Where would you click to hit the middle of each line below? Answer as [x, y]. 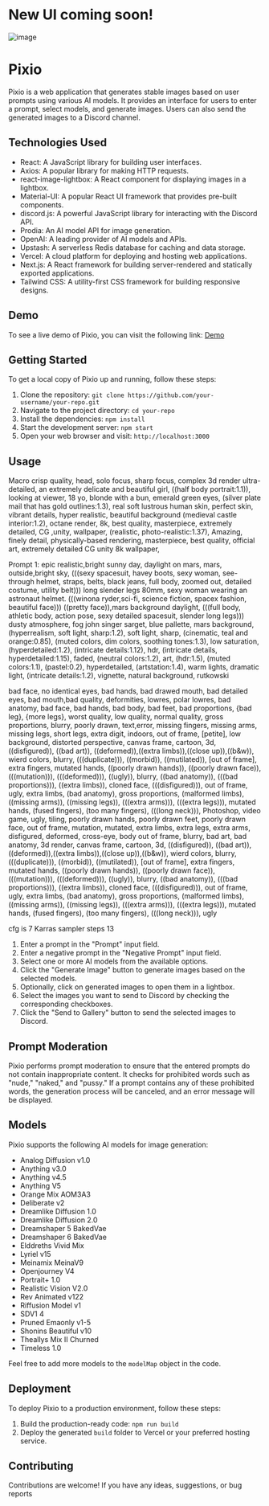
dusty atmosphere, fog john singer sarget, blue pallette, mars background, [131, 624]
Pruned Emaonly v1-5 [55, 1322]
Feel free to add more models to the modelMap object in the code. [115, 1363]
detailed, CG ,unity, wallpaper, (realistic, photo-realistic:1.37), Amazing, [126, 532]
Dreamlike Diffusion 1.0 [58, 1211]
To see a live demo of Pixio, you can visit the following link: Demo [116, 334]
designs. [34, 290]
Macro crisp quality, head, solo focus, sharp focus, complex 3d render [124, 481]
